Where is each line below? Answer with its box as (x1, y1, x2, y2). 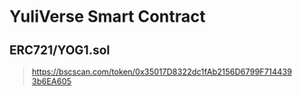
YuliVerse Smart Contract (9, 6, 206, 27)
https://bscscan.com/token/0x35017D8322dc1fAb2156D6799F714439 (31, 66, 292, 77)
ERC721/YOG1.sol (9, 43, 110, 58)
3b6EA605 (31, 76, 72, 87)
